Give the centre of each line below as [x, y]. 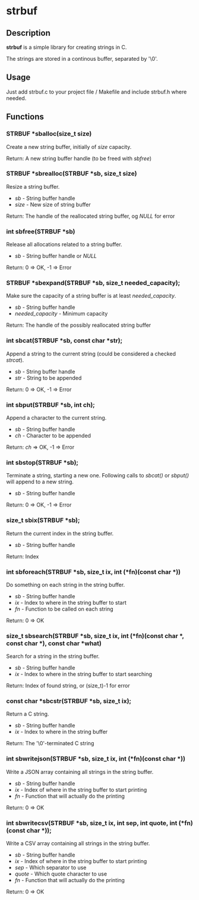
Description [28, 33]
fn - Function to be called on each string [64, 609]
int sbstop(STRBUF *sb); [42, 462]
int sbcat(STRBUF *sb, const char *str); [64, 340]
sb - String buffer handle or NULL [56, 256]
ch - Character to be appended [53, 435]
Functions [25, 117]
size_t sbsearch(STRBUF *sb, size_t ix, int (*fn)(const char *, [95, 636]
